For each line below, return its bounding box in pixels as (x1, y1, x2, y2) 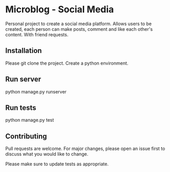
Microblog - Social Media (5, 4, 114, 15)
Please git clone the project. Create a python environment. (5, 60, 129, 66)
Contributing (5, 132, 47, 141)
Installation (5, 46, 42, 55)
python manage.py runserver (5, 88, 67, 94)
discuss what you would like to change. (5, 151, 89, 157)
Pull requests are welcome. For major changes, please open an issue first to (5, 145, 165, 152)
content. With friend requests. (5, 31, 69, 37)
